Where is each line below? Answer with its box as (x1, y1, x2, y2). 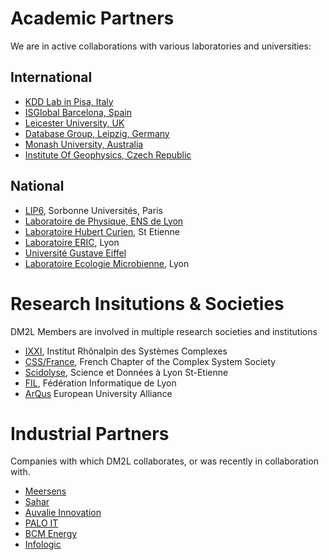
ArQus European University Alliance (24, 387, 173, 399)
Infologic (24, 538, 62, 551)
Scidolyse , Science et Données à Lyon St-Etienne (24, 366, 229, 378)
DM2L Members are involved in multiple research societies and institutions (10, 325, 318, 337)
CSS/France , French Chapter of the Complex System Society (24, 355, 277, 367)
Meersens (24, 485, 67, 497)
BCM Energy (24, 528, 78, 540)
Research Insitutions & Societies (10, 292, 285, 315)
